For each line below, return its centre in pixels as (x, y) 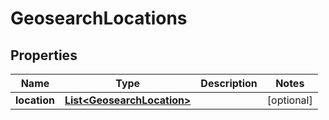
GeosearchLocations (99, 18)
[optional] (289, 100)
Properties (44, 55)
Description (229, 83)
